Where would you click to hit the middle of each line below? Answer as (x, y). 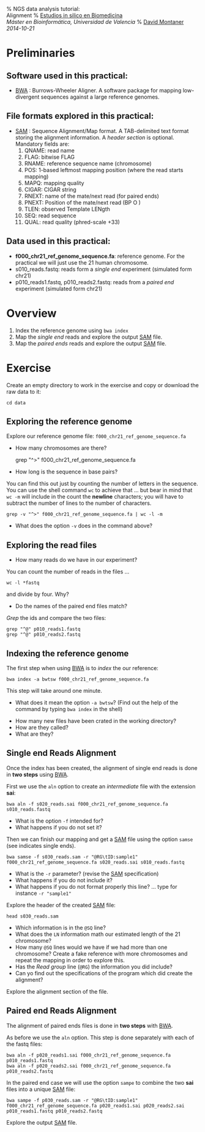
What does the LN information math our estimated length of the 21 (98, 934)
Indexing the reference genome (68, 653)
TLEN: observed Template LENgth (67, 209)
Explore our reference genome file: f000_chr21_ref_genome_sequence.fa (96, 436)
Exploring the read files (52, 545)
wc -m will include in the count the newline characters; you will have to (95, 497)
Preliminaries (41, 53)
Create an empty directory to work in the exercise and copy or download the (102, 385)
